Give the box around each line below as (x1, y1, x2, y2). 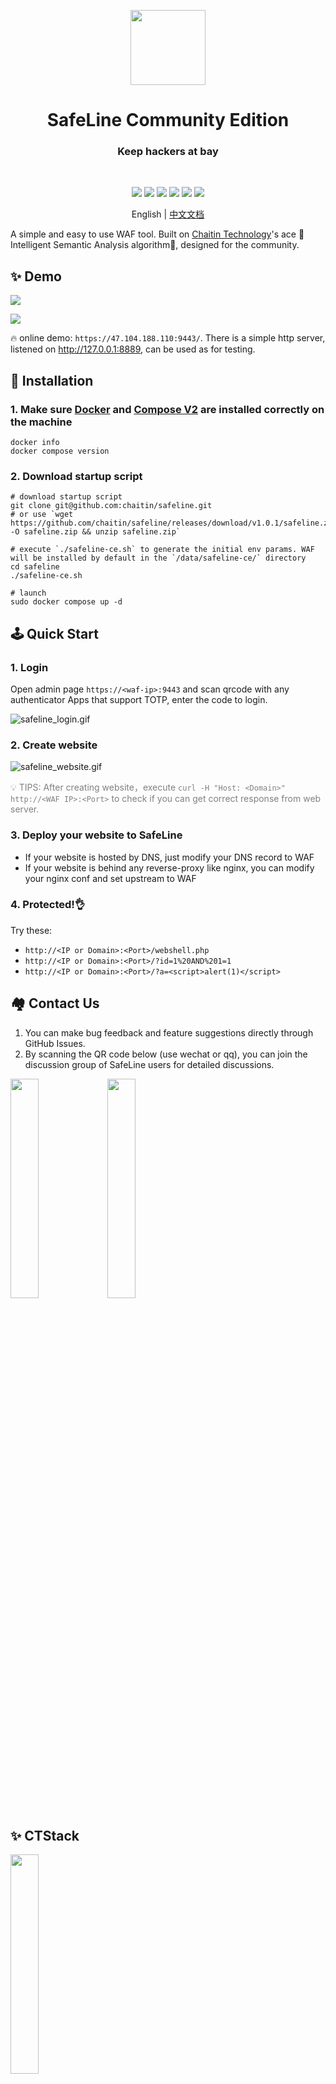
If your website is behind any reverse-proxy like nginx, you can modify (24, 861, 315, 874)
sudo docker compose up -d (10, 597, 123, 607)
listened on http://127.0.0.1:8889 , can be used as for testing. (10, 343, 256, 355)
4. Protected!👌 (10, 898, 86, 912)
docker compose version (10, 446, 110, 456)
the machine (10, 415, 73, 429)
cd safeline (10, 562, 60, 572)
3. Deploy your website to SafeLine (10, 828, 183, 842)
